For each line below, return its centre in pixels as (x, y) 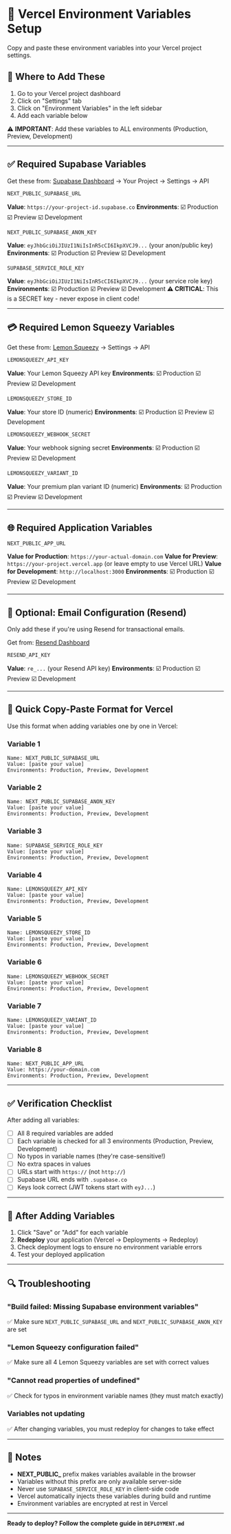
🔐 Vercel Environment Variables (99, 14)
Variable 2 (25, 787)
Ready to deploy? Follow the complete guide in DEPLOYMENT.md (96, 1523)
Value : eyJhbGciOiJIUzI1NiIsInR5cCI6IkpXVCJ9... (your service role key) (110, 281)
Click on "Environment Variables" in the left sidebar (90, 108)
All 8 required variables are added (65, 1133)
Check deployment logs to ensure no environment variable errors (109, 1247)
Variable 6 (25, 962)
